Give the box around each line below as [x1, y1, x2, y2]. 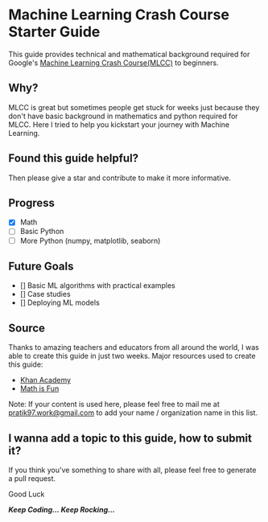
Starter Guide [8, 23, 101, 41]
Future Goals [8, 259, 74, 273]
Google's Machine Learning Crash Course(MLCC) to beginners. [8, 58, 219, 68]
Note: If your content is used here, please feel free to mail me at [8, 400, 220, 409]
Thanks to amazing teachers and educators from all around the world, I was [8, 343, 259, 352]
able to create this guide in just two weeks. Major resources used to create [8, 351, 256, 361]
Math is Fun [19, 384, 60, 393]
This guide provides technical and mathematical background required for [8, 49, 250, 59]
